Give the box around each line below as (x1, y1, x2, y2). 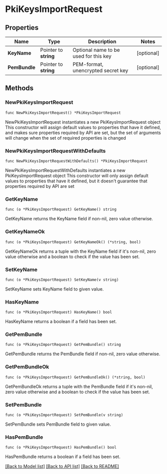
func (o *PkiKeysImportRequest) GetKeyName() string (5, 207, 117, 212)
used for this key (73, 53, 112, 59)
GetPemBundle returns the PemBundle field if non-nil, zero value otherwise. (5, 351, 161, 357)
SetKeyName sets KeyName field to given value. (5, 286, 104, 292)
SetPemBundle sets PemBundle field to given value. (5, 421, 111, 427)
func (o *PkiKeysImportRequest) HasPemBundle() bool (5, 445, 117, 450)
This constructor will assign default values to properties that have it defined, (5, 124, 162, 130)
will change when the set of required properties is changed (5, 135, 126, 141)
